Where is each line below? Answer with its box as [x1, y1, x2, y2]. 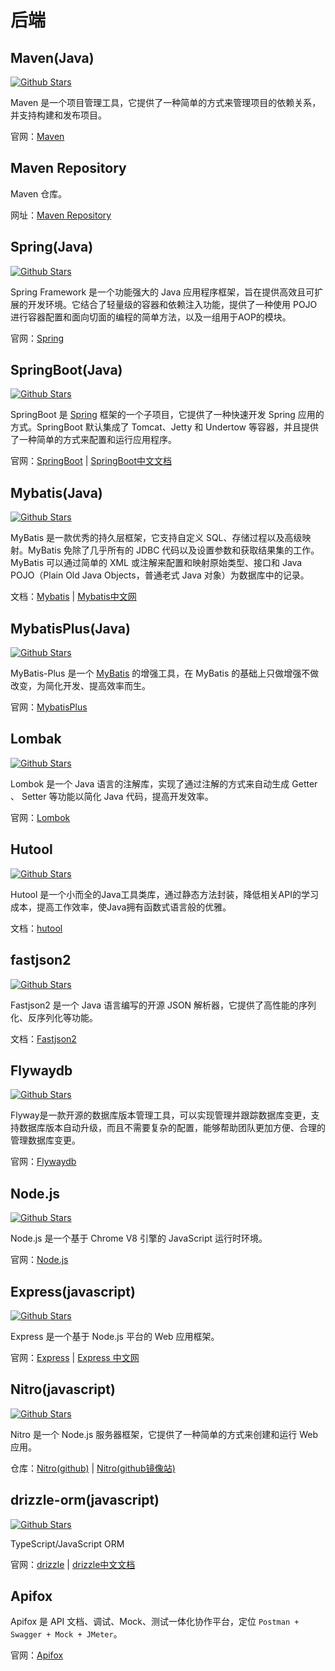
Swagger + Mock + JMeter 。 [10, 1628, 123, 1640]
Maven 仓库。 [10, 187, 68, 200]
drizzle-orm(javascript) [10, 1492, 160, 1509]
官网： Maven [10, 131, 65, 142]
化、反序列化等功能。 [10, 1011, 98, 1023]
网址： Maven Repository [10, 209, 112, 221]
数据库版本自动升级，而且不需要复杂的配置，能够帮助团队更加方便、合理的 [18, 1122, 326, 1134]
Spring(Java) [10, 239, 94, 256]
